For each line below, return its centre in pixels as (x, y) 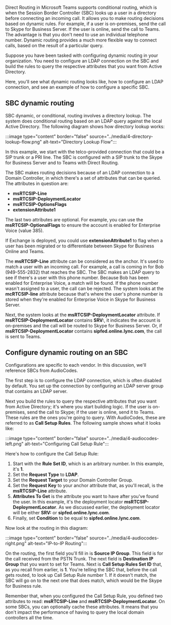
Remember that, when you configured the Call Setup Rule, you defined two (84, 596)
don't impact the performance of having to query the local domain (75, 612)
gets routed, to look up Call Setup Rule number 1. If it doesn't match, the (81, 575)
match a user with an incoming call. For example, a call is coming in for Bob (84, 266)
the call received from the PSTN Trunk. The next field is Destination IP (79, 558)
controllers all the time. (29, 617)
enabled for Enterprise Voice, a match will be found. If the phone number (82, 283)
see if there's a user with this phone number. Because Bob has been (77, 277)
